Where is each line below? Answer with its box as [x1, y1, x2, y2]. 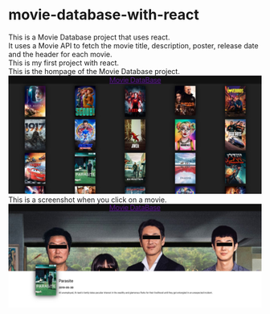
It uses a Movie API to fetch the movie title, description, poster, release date [8, 40, 259, 50]
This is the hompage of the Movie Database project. [8, 66, 181, 76]
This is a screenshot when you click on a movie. [8, 195, 167, 205]
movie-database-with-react [8, 6, 199, 24]
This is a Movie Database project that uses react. [8, 32, 170, 42]
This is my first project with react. [8, 58, 119, 68]
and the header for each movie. [8, 49, 112, 59]
